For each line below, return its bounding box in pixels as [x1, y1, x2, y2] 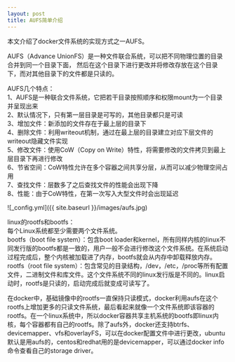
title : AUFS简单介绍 [7, 17, 63, 24]
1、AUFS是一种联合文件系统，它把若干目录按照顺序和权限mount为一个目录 [7, 92, 223, 102]
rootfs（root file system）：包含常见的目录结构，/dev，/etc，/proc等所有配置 [7, 261, 229, 270]
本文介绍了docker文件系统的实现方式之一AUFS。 [7, 36, 149, 46]
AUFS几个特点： [7, 84, 55, 92]
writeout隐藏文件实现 [7, 137, 69, 145]
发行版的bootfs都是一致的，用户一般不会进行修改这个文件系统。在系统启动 [13, 244, 229, 252]
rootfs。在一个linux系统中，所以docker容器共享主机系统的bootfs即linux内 [7, 311, 219, 319]
